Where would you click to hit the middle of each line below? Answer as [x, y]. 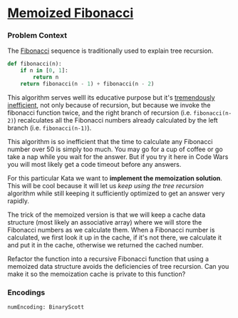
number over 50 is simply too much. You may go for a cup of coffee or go [115, 149]
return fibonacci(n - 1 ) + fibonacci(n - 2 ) [87, 84]
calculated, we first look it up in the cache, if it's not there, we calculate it [115, 237]
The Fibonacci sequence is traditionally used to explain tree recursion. [110, 51]
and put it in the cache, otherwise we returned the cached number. [105, 245]
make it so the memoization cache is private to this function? [97, 274]
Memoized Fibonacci [71, 13]
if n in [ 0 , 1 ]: [45, 71]
